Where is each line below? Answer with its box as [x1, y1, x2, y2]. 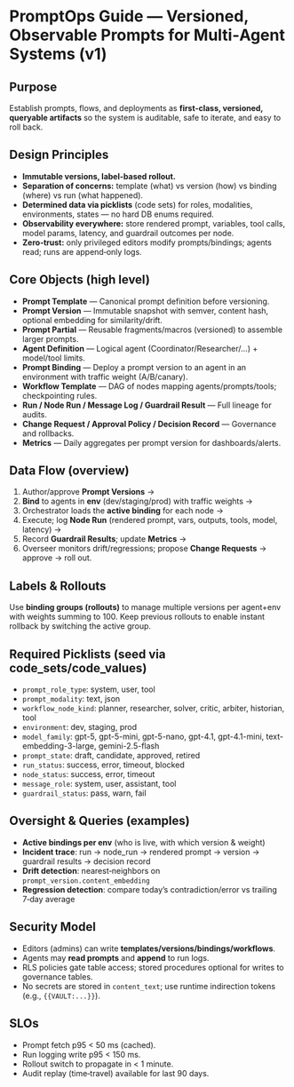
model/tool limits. [21, 353, 86, 363]
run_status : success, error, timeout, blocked [21, 759, 185, 770]
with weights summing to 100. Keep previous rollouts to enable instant [9, 611, 265, 623]
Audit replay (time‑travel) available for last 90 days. [21, 1067, 210, 1078]
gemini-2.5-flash [98, 741, 160, 751]
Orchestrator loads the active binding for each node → [21, 505, 224, 516]
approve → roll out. [21, 552, 92, 563]
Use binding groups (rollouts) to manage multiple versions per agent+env [9, 602, 282, 613]
